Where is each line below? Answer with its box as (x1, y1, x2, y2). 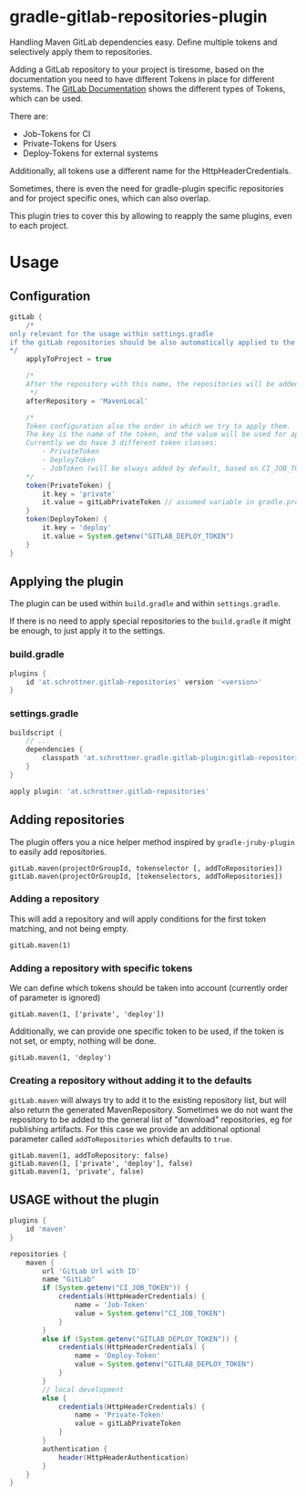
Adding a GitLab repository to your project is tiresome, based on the (9, 64, 265, 75)
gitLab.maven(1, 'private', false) (9, 1167, 145, 1177)
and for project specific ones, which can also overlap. (9, 192, 211, 203)
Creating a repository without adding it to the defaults (9, 1074, 252, 1087)
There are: (9, 110, 48, 121)
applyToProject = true (25, 355, 112, 364)
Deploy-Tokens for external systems (22, 148, 158, 159)
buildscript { (9, 727, 64, 738)
